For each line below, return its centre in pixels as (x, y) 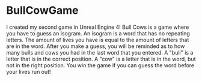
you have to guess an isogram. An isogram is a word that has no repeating (98, 33)
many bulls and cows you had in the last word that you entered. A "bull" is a (100, 52)
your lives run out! (29, 71)
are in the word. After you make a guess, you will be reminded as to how (96, 46)
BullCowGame (42, 10)
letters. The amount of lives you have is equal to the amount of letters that (98, 40)
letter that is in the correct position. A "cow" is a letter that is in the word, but (101, 59)
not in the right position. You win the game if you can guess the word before (100, 65)
